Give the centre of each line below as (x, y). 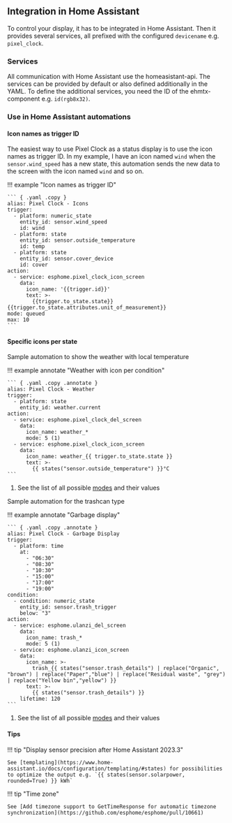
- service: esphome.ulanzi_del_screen (70, 626)
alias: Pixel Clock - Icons (48, 204)
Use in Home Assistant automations (69, 117)
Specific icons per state (42, 341)
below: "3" (36, 613)
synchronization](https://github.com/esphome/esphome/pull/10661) (106, 813)
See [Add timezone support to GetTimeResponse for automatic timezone (112, 806)
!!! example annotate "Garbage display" (64, 515)
